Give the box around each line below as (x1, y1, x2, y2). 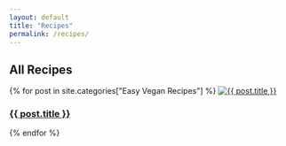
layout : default (9, 12, 69, 22)
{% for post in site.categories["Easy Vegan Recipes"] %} (9, 86, 217, 96)
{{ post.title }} (9, 108, 71, 120)
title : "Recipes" (9, 21, 74, 30)
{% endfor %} (9, 127, 60, 138)
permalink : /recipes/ (9, 29, 90, 38)
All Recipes (9, 62, 73, 77)
